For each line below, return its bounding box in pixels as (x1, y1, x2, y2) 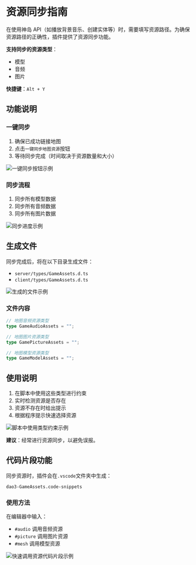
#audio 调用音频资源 (14, 526, 63, 533)
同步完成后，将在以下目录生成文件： (6, 258, 94, 265)
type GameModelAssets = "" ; (6, 356, 75, 361)
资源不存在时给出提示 (14, 404, 66, 411)
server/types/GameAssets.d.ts (14, 270, 89, 276)
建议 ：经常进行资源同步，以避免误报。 (6, 437, 98, 444)
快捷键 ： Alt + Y (6, 85, 46, 92)
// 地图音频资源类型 (6, 318, 49, 324)
